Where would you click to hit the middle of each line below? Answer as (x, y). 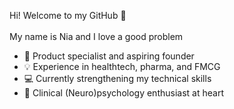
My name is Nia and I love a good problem (96, 36)
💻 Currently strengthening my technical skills (117, 78)
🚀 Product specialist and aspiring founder (109, 56)
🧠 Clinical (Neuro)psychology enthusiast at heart (123, 93)
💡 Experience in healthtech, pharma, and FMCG (122, 66)
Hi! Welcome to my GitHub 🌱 (68, 15)
